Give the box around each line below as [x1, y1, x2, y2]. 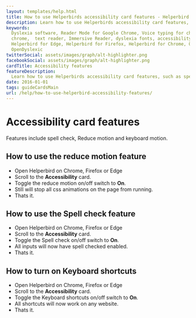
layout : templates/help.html [6, 8, 77, 15]
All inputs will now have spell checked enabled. [14, 243, 128, 250]
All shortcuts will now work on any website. [14, 300, 118, 307]
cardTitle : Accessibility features [6, 63, 93, 69]
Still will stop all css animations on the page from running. [14, 185, 153, 193]
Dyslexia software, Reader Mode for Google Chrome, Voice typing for [11, 30, 184, 36]
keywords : [6, 25, 30, 31]
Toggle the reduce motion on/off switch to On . [14, 179, 127, 186]
